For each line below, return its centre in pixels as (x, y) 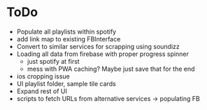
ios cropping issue (43, 76)
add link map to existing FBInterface (69, 39)
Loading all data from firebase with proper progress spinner (103, 54)
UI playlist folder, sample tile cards (66, 83)
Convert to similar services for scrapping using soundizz (98, 46)
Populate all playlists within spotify (66, 32)
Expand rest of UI (42, 91)
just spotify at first (53, 61)
